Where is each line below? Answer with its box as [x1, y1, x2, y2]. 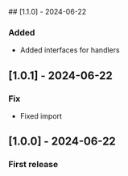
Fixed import [19, 111, 63, 120]
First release [8, 159, 59, 170]
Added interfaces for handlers [19, 45, 120, 55]
